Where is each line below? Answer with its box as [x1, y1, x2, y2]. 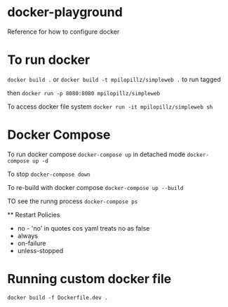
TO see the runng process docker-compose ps [7, 197, 138, 205]
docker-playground [7, 4, 123, 20]
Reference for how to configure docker [7, 27, 120, 36]
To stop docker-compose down [7, 170, 91, 178]
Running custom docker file [7, 271, 172, 287]
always [17, 231, 39, 240]
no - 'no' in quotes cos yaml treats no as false [17, 224, 150, 232]
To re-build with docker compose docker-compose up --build [7, 183, 184, 191]
